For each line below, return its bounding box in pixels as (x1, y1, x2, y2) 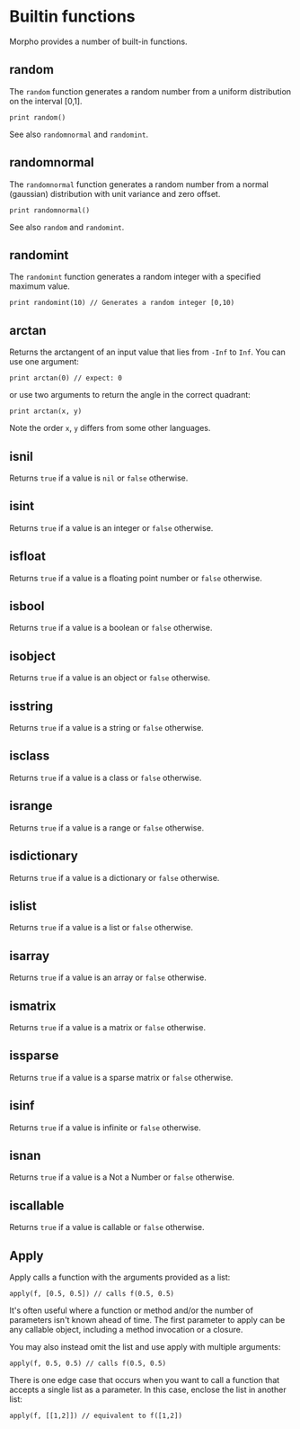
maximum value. (9, 281, 70, 292)
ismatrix (9, 998, 57, 1013)
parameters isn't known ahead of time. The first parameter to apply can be (9, 1315, 286, 1325)
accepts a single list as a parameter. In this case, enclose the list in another (9, 1384, 287, 1395)
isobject (9, 648, 56, 663)
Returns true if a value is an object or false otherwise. (9, 672, 211, 683)
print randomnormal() (9, 205, 91, 215)
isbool (9, 598, 45, 614)
